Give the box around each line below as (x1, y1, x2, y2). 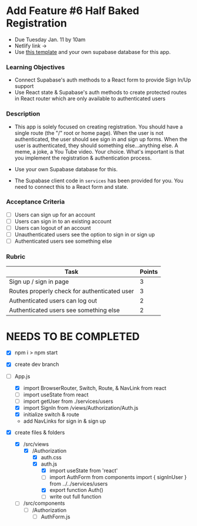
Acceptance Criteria (6, 198, 65, 206)
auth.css (40, 454, 62, 461)
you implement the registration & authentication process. (14, 154, 152, 161)
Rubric (6, 253, 26, 261)
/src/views (23, 440, 49, 447)
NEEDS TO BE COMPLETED (6, 330, 140, 343)
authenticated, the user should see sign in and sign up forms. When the (14, 135, 188, 142)
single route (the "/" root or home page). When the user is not (14, 129, 164, 136)
